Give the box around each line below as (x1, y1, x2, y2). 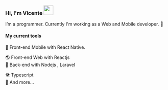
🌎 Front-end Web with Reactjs (5, 54, 70, 61)
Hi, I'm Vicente (5, 9, 43, 16)
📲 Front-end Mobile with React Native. (5, 44, 86, 50)
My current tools (5, 33, 42, 39)
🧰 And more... (5, 79, 34, 85)
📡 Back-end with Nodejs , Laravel (5, 62, 76, 68)
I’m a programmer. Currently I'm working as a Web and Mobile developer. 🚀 (5, 21, 163, 27)
